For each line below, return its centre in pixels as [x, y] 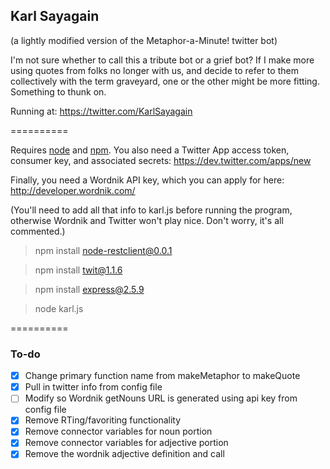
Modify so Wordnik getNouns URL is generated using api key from [161, 398]
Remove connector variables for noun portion [118, 431]
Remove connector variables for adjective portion [126, 443]
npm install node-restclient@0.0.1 [103, 250]
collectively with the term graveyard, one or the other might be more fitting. [165, 81]
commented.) [38, 231]
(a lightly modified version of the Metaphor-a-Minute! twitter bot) [144, 40]
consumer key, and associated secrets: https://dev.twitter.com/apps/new [161, 160]
